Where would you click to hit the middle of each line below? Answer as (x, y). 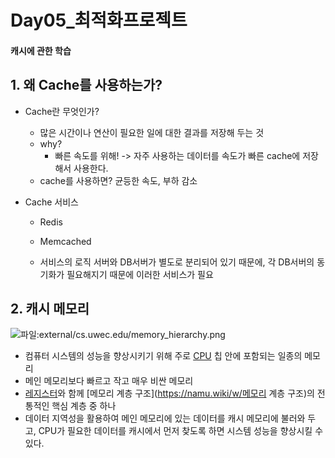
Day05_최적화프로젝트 (99, 20)
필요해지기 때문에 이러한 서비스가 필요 (140, 274)
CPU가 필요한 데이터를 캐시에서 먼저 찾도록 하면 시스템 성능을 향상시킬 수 (181, 431)
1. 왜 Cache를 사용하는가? (86, 85)
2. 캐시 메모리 (50, 308)
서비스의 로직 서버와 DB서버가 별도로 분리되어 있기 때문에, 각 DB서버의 (177, 262)
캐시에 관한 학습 (41, 50)
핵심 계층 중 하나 (84, 406)
